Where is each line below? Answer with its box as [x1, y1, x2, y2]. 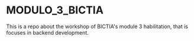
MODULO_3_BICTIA [6, 4, 104, 17]
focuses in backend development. [6, 29, 89, 36]
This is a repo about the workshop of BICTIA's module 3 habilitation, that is [6, 23, 188, 30]
